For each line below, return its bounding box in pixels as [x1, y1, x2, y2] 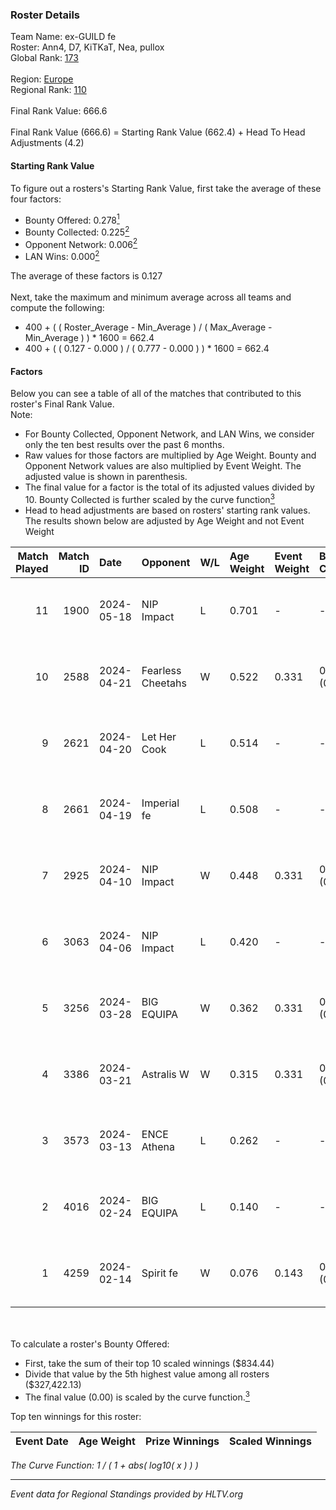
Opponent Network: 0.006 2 [24, 236, 138, 250]
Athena [141, 1139, 176, 1153]
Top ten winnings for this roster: [10, 1410, 142, 1422]
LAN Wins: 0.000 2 [24, 249, 100, 263]
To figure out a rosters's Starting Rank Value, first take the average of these [10, 182, 322, 194]
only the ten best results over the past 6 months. [24, 439, 225, 451]
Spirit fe [141, 1266, 179, 1280]
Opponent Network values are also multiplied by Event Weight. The [24, 460, 302, 472]
